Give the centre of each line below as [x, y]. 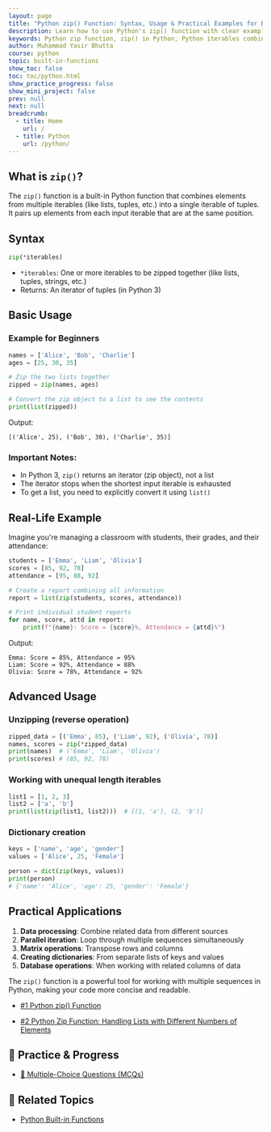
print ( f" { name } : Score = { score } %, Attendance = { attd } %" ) [124, 628]
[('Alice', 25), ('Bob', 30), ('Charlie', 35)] [90, 437]
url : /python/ [46, 144]
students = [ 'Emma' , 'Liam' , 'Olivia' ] [75, 561]
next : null [27, 106]
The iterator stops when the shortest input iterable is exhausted [125, 484]
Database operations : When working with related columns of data [130, 965]
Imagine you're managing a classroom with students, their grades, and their [134, 537]
